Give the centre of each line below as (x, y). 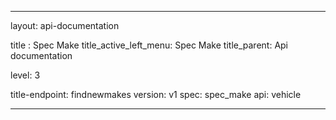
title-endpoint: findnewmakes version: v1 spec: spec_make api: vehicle (156, 94)
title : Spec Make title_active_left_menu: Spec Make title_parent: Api (149, 45)
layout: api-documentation (65, 25)
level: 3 (25, 75)
